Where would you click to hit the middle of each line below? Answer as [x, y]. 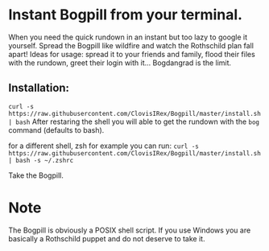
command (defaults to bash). [56, 130]
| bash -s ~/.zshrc [41, 160]
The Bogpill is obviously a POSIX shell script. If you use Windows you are [130, 230]
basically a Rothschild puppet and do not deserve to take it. [107, 238]
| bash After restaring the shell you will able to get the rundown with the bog [134, 121]
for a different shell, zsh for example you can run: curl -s [103, 146]
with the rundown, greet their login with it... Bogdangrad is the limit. [120, 63]
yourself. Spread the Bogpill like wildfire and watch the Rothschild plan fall [131, 45]
